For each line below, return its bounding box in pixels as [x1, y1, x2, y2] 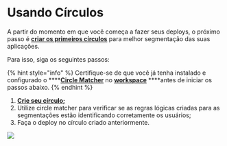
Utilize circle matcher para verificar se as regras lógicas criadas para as [16, 104, 221, 112]
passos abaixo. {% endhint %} [7, 83, 93, 91]
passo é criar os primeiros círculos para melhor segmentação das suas [7, 34, 211, 42]
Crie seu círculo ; [16, 96, 66, 104]
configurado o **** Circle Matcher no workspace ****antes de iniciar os [7, 75, 213, 84]
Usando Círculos [7, 5, 104, 21]
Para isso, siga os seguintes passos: [7, 55, 110, 63]
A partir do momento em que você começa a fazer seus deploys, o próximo [7, 27, 221, 36]
